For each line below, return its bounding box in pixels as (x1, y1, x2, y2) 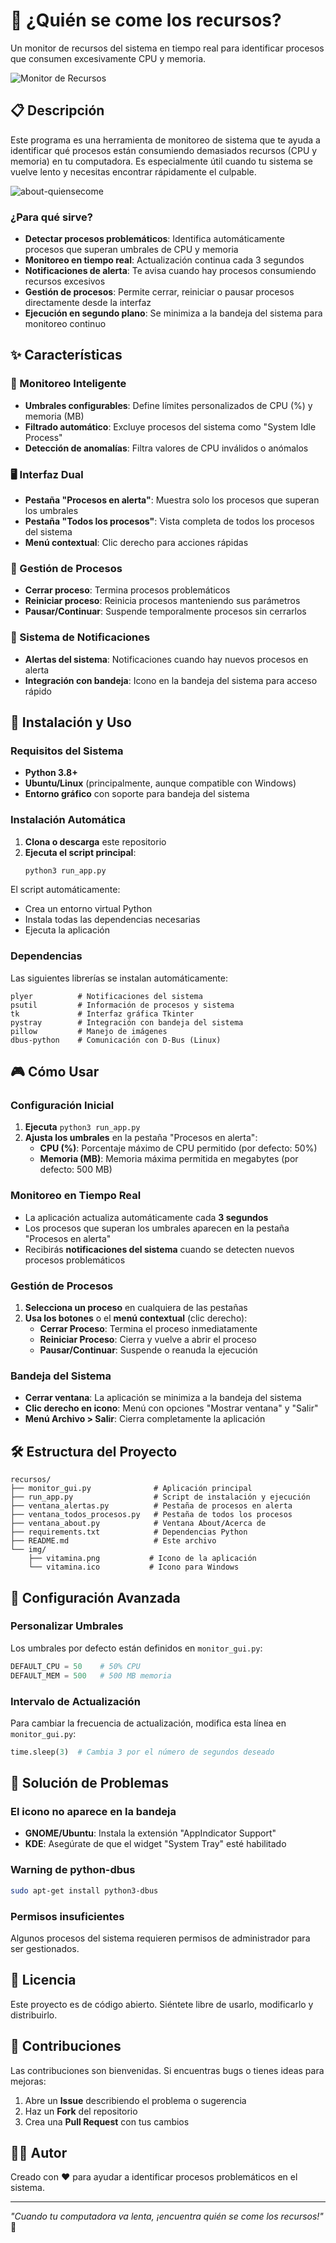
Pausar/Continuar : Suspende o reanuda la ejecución (39, 1344, 258, 1356)
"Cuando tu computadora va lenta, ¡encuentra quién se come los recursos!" (10, 2210, 324, 2223)
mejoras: (10, 2075, 47, 2087)
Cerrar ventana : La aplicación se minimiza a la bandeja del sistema (24, 1392, 302, 1404)
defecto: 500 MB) (39, 1164, 113, 1176)
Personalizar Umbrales (10, 1619, 124, 1633)
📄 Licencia (10, 1972, 77, 1989)
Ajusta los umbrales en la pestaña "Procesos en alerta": (24, 1132, 258, 1144)
